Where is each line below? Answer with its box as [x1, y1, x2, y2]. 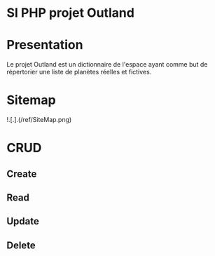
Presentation [6, 37, 83, 53]
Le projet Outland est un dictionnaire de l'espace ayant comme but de [6, 60, 208, 69]
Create [6, 168, 37, 180]
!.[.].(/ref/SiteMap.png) [6, 116, 72, 124]
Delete [6, 239, 36, 251]
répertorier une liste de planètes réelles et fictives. [6, 68, 152, 76]
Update [6, 215, 40, 227]
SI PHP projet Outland [6, 5, 134, 21]
